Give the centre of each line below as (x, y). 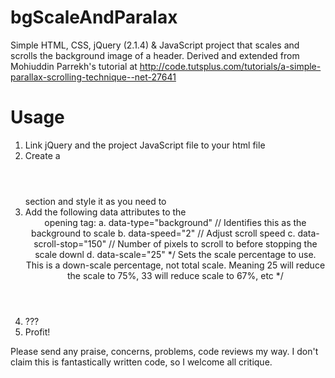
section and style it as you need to (95, 201)
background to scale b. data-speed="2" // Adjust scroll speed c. (163, 233)
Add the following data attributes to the (105, 212)
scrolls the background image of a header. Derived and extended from (155, 55)
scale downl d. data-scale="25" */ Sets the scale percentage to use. (175, 254)
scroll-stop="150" (70, 243)
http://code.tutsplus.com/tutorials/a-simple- (230, 66)
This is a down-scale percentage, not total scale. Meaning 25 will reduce (175, 265)
